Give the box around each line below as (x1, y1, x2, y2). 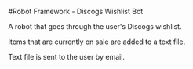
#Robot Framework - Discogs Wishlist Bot (8, 7, 144, 16)
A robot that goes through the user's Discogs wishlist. (8, 22, 182, 31)
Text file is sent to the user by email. (8, 53, 126, 61)
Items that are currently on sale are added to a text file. (8, 37, 186, 46)
